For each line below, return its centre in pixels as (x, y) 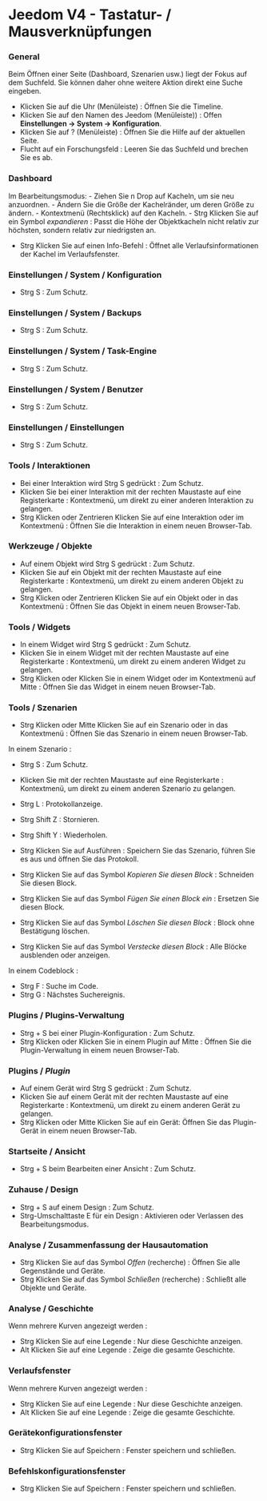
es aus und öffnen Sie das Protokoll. (79, 859)
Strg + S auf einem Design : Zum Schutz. (87, 1207)
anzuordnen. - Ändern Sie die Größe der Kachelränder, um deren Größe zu (131, 204)
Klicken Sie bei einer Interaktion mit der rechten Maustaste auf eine (130, 492)
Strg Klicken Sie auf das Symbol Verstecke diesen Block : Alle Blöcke (133, 947)
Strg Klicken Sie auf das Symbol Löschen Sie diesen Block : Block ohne (137, 923)
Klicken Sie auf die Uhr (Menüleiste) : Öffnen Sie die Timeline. (122, 106)
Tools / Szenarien (43, 708)
